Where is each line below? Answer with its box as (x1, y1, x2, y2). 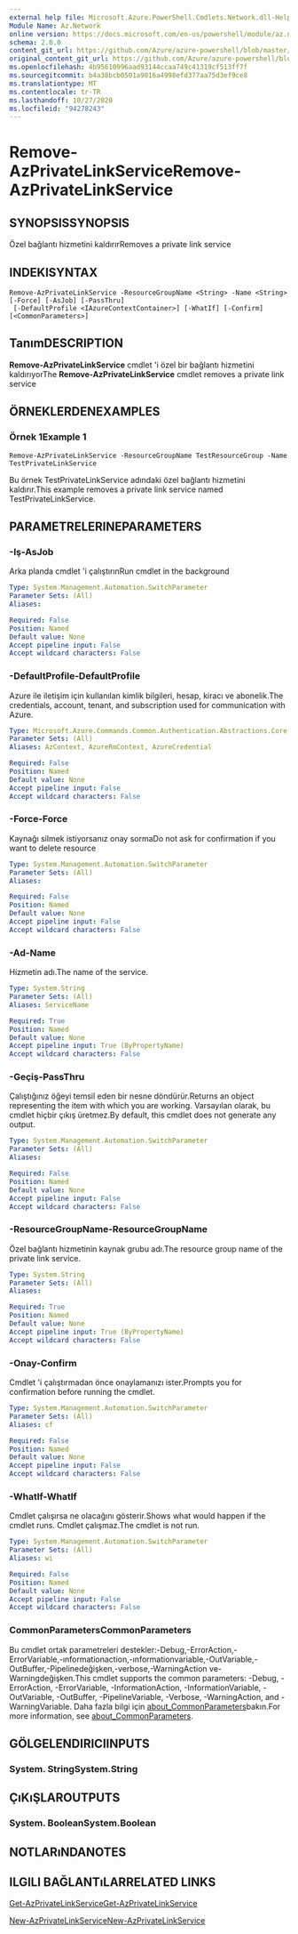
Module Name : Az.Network (9, 21, 101, 30)
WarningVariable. (9, 1701, 73, 1712)
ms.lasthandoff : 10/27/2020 (9, 95, 114, 105)
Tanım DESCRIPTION (9, 335, 124, 351)
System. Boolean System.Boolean (9, 1817, 157, 1829)
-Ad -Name (9, 947, 56, 959)
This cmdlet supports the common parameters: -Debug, (74, 1672, 279, 1683)
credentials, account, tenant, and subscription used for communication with (9, 699, 286, 710)
